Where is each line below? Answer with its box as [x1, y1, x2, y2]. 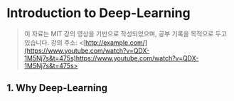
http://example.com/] [85, 38, 147, 47]
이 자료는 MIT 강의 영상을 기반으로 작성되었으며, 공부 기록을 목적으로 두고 [23, 29, 228, 38]
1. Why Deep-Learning [6, 82, 108, 94]
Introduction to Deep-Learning [6, 5, 191, 21]
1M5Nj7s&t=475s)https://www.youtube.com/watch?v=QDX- [23, 53, 199, 62]
